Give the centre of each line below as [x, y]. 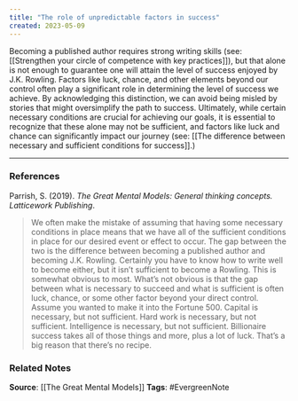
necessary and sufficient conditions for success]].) [102, 145]
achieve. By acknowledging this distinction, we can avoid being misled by [143, 98]
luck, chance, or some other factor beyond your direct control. [145, 297]
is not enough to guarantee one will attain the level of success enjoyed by [144, 70]
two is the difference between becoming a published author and [148, 250]
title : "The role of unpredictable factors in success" [114, 17]
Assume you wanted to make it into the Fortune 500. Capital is [145, 307]
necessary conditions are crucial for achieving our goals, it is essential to [142, 117]
